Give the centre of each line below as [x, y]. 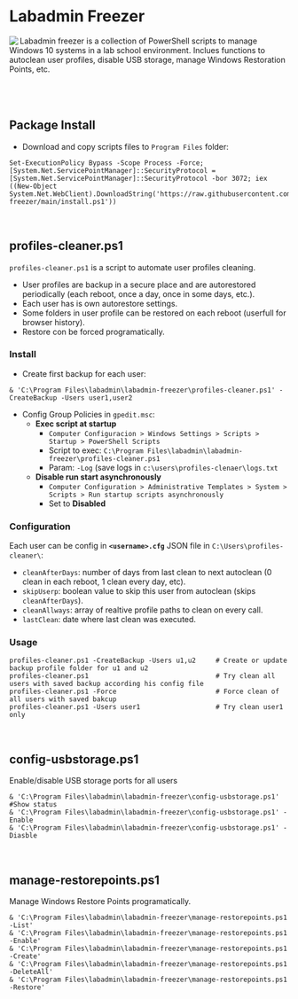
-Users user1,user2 [97, 398]
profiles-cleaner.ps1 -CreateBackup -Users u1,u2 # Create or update [149, 661]
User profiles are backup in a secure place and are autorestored [139, 285]
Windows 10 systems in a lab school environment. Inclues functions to [137, 50]
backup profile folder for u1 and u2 [79, 668]
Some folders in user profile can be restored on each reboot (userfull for [154, 313]
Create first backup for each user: [84, 373]
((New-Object [33, 186]
